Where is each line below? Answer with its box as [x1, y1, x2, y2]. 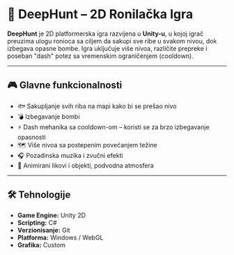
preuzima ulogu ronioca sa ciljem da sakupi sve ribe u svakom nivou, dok [7, 36, 217, 45]
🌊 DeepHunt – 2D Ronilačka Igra [7, 6, 194, 22]
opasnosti [17, 133, 47, 141]
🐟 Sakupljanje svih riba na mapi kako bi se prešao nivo [17, 101, 177, 110]
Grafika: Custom [17, 240, 66, 249]
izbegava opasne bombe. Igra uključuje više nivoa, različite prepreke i [7, 44, 208, 52]
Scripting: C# [17, 218, 57, 226]
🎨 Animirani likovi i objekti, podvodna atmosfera [17, 161, 155, 170]
